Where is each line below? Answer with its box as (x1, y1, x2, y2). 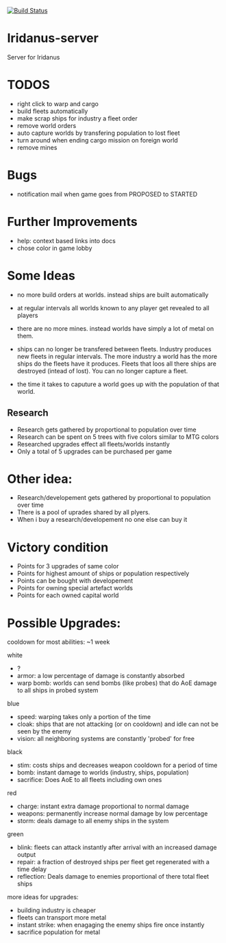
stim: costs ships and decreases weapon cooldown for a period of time (16, 761, 218, 770)
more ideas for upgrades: (7, 893, 79, 901)
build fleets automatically (16, 107, 88, 115)
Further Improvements (7, 214, 138, 229)
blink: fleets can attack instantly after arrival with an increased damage (16, 843, 217, 852)
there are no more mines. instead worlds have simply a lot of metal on (16, 324, 214, 332)
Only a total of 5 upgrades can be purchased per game (16, 447, 173, 455)
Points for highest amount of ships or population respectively (16, 569, 190, 578)
